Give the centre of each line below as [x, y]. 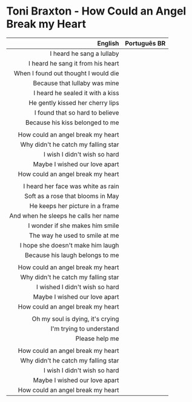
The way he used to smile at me [74, 235]
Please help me [97, 338]
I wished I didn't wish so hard [78, 287]
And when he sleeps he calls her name [64, 215]
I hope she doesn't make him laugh [69, 245]
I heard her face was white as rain [71, 186]
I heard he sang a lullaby [84, 53]
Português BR [145, 43]
